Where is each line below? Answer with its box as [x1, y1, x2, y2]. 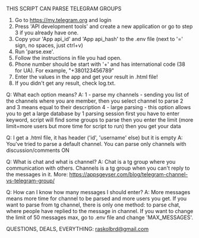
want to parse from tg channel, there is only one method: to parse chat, [6, 201, 181, 208]
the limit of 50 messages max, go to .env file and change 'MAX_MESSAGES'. [6, 214, 193, 221]
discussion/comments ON [6, 147, 70, 154]
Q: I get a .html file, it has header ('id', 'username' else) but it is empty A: [6, 134, 183, 141]
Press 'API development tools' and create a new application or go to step [14, 23, 193, 30]
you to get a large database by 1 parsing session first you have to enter [6, 110, 180, 117]
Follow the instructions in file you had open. [14, 55, 122, 61]
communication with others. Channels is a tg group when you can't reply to [6, 164, 190, 172]
